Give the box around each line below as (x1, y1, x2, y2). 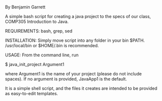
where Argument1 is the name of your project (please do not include (5, 71, 142, 77)
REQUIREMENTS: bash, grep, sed (5, 28, 72, 34)
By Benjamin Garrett (5, 4, 45, 10)
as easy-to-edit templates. (5, 91, 59, 96)
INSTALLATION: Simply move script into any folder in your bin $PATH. (5, 37, 145, 43)
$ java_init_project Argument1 (5, 62, 64, 67)
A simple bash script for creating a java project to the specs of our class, (5, 14, 151, 19)
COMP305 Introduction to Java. (5, 19, 69, 24)
